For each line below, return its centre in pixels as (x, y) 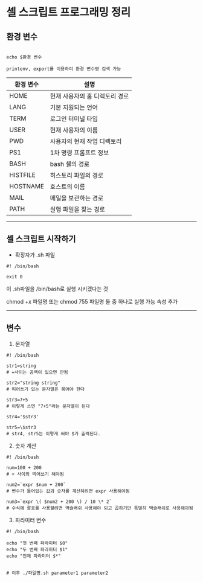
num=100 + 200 (24, 468)
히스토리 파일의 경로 (77, 175)
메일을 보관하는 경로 (77, 198)
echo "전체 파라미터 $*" (34, 556)
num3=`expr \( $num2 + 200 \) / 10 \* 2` (59, 502)
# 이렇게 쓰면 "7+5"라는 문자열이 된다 (48, 406)
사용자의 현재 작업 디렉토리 (86, 141)
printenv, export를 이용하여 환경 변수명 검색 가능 (64, 69)
